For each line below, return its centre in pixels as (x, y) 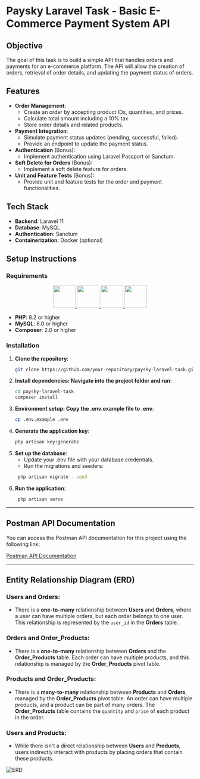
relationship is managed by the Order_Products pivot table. (87, 663)
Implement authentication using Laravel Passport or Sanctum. (99, 156)
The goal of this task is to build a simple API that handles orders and (90, 60)
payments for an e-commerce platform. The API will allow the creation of (95, 66)
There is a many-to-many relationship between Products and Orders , (101, 692)
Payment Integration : (41, 131)
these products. (34, 759)
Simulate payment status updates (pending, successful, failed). (101, 137)
